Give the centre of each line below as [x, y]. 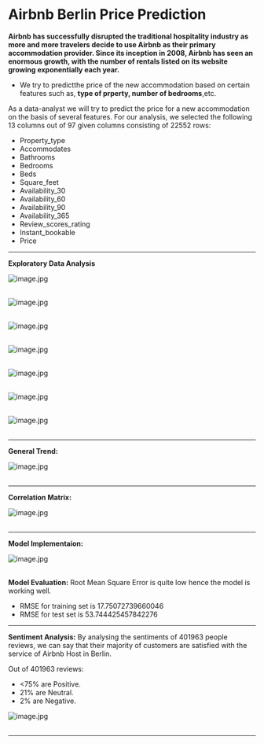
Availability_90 [42, 207]
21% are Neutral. [46, 692]
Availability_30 [42, 190]
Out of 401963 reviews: [46, 668]
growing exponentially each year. [64, 69]
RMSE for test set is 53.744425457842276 [89, 614]
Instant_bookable [48, 232]
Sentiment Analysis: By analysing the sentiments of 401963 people [118, 637]
